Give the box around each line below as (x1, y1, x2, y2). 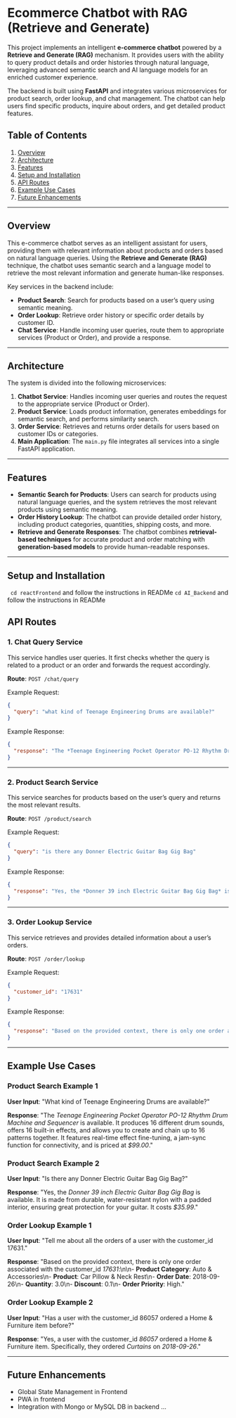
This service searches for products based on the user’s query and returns (7, 793, 221, 802)
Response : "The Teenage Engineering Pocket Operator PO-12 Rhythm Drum (7, 1111, 228, 1119)
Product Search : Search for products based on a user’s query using (17, 295, 214, 304)
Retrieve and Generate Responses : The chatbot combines (17, 528, 188, 536)
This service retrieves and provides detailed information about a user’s (7, 933, 212, 942)
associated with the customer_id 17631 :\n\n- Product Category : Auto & (7, 1265, 212, 1274)
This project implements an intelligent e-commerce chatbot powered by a (7, 43, 222, 51)
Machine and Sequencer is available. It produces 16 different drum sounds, (7, 1118, 225, 1127)
